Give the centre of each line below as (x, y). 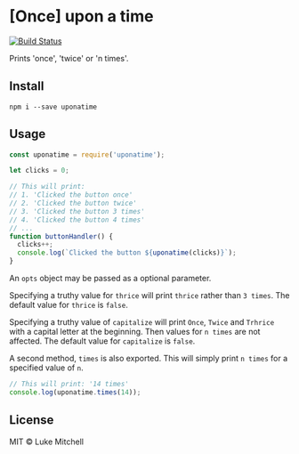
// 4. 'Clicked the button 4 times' (77, 220)
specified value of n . (46, 368)
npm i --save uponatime (53, 107)
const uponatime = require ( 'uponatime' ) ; (87, 154)
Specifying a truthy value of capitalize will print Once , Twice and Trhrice (142, 322)
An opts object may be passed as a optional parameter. (110, 279)
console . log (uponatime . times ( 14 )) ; (75, 392)
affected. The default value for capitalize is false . (102, 341)
